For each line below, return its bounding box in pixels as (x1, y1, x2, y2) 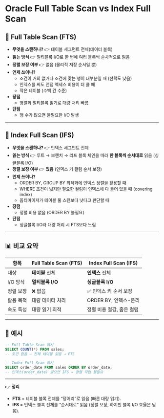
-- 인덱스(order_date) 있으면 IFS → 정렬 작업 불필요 (5, 370, 103, 374)
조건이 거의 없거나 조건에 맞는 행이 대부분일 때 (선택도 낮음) (19, 75, 132, 81)
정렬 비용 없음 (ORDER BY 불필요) (19, 209, 84, 215)
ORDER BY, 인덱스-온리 (87, 297, 140, 304)
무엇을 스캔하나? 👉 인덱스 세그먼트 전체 (12, 145, 89, 151)
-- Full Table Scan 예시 (5, 343, 54, 348)
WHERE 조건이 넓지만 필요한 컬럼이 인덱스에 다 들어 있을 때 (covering (19, 186, 153, 192)
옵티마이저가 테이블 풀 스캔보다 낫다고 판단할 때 (19, 197, 110, 203)
